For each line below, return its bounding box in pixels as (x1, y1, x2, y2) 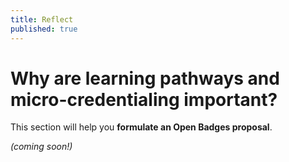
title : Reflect (10, 14, 74, 25)
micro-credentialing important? (10, 88, 278, 111)
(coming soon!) (10, 141, 73, 153)
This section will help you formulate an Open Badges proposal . (10, 121, 273, 133)
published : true (10, 24, 78, 34)
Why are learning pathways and (10, 67, 280, 90)
